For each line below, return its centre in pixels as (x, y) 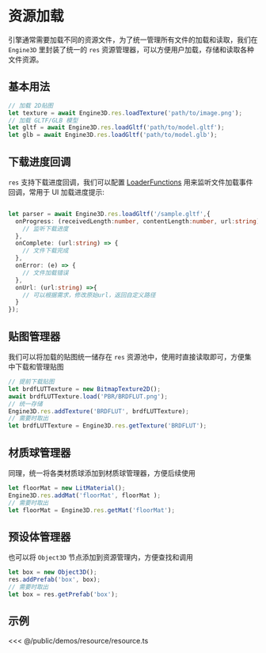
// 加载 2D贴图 (31, 105)
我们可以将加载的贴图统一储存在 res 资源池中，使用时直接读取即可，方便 (127, 357)
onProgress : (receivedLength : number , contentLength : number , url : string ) (138, 221)
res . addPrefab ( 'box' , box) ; (55, 580)
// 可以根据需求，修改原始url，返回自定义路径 (89, 295)
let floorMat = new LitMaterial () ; (67, 488)
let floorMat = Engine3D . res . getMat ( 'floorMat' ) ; (92, 510)
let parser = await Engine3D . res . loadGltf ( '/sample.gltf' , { (110, 214)
